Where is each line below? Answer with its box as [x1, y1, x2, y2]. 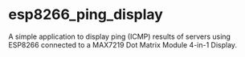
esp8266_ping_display [8, 6, 163, 24]
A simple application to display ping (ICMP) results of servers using [8, 32, 231, 41]
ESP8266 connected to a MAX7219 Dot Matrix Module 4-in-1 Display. [8, 40, 238, 49]
